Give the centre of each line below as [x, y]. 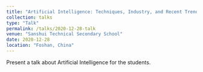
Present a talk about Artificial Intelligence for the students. [79, 62]
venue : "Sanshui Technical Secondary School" [64, 34]
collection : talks [29, 17]
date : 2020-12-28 [28, 40]
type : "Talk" [23, 23]
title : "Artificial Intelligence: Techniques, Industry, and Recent [94, 12]
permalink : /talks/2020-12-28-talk [51, 28]
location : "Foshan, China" [40, 46]
